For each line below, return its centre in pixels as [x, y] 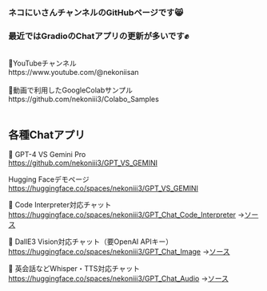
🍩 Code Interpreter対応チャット [60, 205]
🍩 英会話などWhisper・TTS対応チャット [74, 269]
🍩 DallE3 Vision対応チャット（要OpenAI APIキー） [91, 242]
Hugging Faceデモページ [49, 179]
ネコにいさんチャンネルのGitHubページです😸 [96, 12]
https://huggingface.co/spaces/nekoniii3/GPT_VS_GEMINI [103, 188]
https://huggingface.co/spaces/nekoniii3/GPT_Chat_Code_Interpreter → [127, 215]
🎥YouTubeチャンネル [43, 63]
